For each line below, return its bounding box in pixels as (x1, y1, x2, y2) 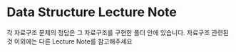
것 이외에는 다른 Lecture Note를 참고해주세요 (6, 37, 133, 46)
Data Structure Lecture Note (6, 4, 178, 20)
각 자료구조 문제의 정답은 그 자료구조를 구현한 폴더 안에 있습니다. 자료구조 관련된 (6, 28, 230, 37)
